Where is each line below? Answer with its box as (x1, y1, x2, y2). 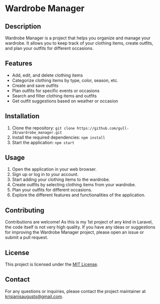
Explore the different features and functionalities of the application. (12, 192, 146, 198)
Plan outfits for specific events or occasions (12, 88, 100, 94)
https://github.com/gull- (76, 126, 129, 131)
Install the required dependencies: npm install (12, 134, 105, 140)
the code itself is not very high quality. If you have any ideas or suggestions (5, 224, 156, 230)
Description (5, 22, 41, 31)
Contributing (5, 206, 44, 214)
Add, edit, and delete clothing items (12, 72, 83, 78)
